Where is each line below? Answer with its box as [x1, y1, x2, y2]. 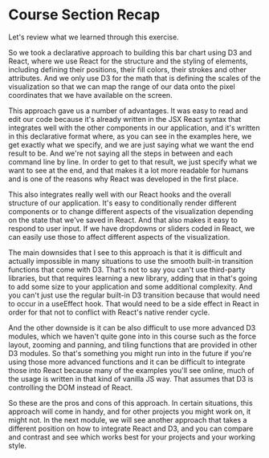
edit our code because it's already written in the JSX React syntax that [8, 114, 242, 124]
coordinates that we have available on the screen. [8, 90, 173, 99]
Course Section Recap [8, 6, 161, 24]
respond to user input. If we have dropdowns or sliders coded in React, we [8, 223, 255, 233]
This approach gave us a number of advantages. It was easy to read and [8, 106, 249, 116]
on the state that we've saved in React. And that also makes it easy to [8, 215, 238, 225]
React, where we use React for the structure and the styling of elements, [8, 56, 249, 66]
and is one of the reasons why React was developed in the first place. [8, 174, 239, 184]
